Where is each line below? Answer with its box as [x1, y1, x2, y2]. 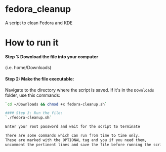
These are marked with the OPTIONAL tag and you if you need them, [5, 137, 147, 143]
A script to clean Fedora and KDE [5, 20, 73, 26]
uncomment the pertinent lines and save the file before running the [5, 142, 152, 147]
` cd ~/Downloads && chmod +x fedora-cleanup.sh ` [5, 102, 107, 107]
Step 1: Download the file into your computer [5, 53, 99, 60]
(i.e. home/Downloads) [5, 65, 52, 71]
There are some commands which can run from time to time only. [5, 133, 140, 138]
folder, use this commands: [5, 92, 61, 98]
